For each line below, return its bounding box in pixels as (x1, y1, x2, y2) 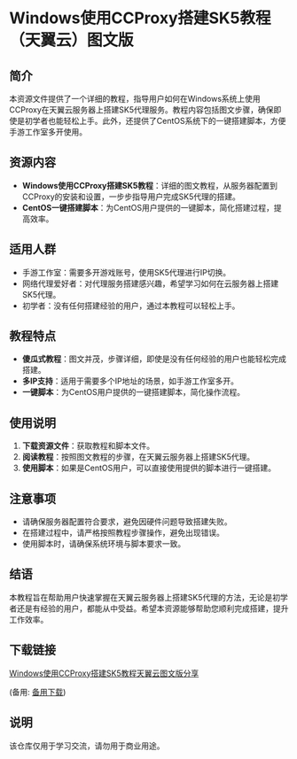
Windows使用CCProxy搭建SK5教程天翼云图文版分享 (9, 668, 199, 678)
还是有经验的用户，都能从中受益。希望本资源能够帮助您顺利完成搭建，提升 (16, 603, 289, 614)
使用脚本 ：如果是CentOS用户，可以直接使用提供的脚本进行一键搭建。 (21, 462, 277, 474)
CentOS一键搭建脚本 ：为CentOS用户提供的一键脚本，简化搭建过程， (21, 202, 275, 213)
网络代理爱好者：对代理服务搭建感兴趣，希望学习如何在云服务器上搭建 (21, 278, 279, 289)
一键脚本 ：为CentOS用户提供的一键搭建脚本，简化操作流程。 (21, 387, 246, 398)
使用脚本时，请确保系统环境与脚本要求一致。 (21, 538, 186, 549)
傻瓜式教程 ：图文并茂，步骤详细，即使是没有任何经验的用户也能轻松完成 (21, 353, 286, 364)
